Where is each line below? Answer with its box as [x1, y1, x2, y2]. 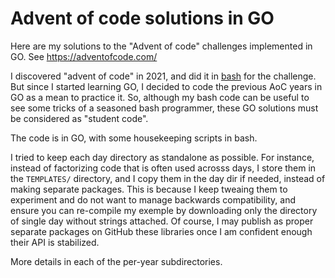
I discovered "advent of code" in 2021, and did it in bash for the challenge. [10, 70, 317, 82]
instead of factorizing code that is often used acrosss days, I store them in [10, 162, 317, 174]
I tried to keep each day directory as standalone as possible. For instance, [10, 151, 315, 163]
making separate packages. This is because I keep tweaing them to [10, 183, 288, 195]
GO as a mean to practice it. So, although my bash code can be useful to [10, 91, 310, 103]
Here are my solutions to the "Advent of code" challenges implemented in [10, 40, 313, 52]
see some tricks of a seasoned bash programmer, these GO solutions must [10, 102, 319, 114]
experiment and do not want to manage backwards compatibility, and [10, 193, 297, 206]
